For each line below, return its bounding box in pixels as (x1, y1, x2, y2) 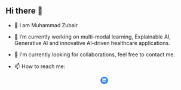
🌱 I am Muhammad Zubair (14, 21, 78, 28)
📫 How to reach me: (14, 63, 66, 70)
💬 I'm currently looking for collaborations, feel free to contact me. (14, 51, 176, 58)
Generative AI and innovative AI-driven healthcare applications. (14, 39, 171, 46)
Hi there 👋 (5, 6, 43, 16)
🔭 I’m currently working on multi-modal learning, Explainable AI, (14, 33, 171, 40)
